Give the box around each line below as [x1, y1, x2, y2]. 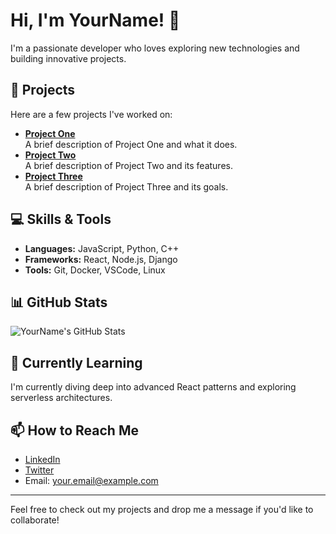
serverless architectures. [10, 392, 113, 404]
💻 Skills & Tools [10, 211, 112, 228]
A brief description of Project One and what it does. [24, 138, 238, 150]
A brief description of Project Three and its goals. [24, 180, 229, 193]
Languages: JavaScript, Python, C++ [24, 242, 180, 254]
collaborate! [10, 514, 60, 526]
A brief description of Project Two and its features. [24, 159, 233, 171]
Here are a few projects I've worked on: [10, 108, 173, 120]
